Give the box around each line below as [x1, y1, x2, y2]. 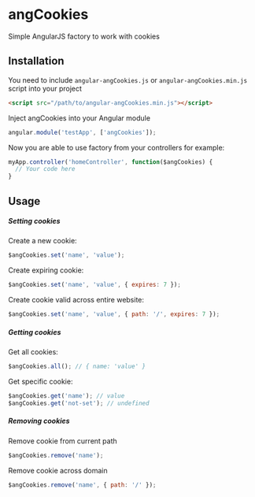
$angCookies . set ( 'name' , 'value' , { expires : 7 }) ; [8, 281, 181, 289]
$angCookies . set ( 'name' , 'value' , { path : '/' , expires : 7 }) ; [8, 310, 220, 318]
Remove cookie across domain [8, 465, 108, 475]
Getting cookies [8, 327, 61, 336]
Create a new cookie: [8, 236, 77, 246]
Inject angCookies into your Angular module [8, 113, 151, 123]
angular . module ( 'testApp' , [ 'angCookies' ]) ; [8, 128, 157, 136]
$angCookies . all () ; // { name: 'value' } [8, 362, 146, 371]
